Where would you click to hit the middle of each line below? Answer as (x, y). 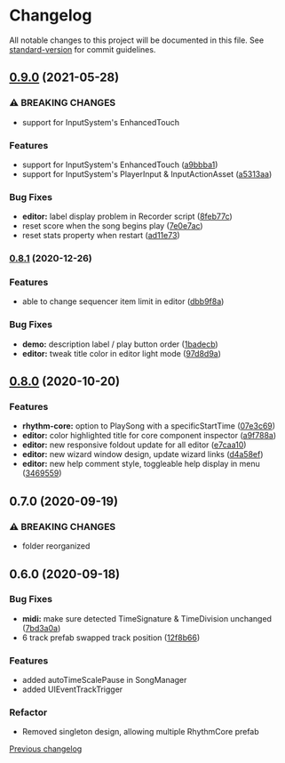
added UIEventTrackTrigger (72, 689)
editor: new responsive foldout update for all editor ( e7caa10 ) (134, 445)
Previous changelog (46, 749)
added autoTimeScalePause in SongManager (104, 680)
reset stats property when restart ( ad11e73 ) (101, 236)
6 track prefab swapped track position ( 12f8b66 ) (111, 638)
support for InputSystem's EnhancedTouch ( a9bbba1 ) (120, 165)
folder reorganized (56, 546)
